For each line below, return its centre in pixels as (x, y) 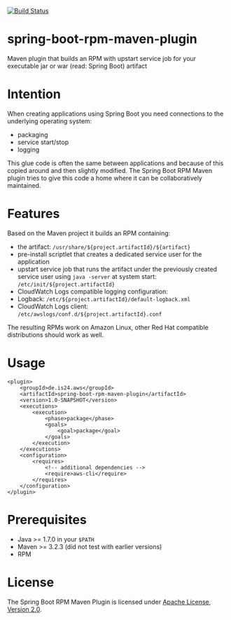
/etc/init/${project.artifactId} (66, 284)
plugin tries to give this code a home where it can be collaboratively (105, 178)
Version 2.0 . (24, 609)
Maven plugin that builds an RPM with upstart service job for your (102, 58)
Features (34, 214)
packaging (33, 135)
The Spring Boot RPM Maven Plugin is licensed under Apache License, (109, 602)
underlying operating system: (50, 121)
